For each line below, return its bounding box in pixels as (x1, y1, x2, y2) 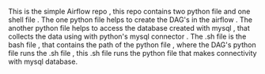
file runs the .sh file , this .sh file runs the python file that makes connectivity (8, 49, 257, 57)
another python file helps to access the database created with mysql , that (8, 24, 251, 32)
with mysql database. (8, 57, 78, 66)
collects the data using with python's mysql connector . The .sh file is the (8, 31, 247, 41)
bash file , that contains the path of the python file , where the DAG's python (8, 40, 256, 50)
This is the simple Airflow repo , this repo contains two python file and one (8, 7, 251, 16)
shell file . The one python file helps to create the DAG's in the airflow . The (8, 15, 253, 24)
